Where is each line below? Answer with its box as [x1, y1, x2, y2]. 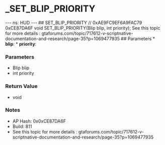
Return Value [5, 83, 38, 90]
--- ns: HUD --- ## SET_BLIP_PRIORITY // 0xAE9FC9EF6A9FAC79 [5, 20, 142, 26]
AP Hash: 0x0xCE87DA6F [12, 118, 66, 124]
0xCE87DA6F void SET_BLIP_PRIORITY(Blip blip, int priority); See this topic [5, 25, 160, 31]
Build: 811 [12, 123, 32, 129]
